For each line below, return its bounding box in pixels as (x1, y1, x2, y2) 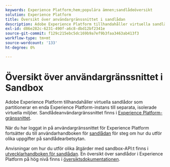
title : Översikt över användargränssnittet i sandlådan (5, 17, 125, 22)
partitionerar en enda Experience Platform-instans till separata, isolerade (5, 104, 157, 110)
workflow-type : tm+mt (5, 36, 51, 41)
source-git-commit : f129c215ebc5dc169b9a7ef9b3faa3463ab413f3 (5, 31, 139, 36)
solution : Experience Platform (5, 12, 71, 17)
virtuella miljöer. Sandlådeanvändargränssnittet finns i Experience (5, 109, 142, 115)
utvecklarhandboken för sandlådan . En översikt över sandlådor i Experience (5, 150, 163, 157)
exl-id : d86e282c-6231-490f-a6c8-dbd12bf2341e (5, 26, 105, 31)
